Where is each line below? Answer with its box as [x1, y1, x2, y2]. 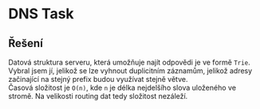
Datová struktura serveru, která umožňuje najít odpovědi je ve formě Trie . [8, 57, 251, 67]
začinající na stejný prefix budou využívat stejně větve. [8, 75, 188, 84]
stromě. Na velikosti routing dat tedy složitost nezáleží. [8, 91, 188, 100]
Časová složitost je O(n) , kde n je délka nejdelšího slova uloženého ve [8, 83, 237, 92]
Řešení [8, 37, 44, 50]
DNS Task [8, 5, 74, 23]
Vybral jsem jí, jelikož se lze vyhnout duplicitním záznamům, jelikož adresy [8, 66, 253, 76]
